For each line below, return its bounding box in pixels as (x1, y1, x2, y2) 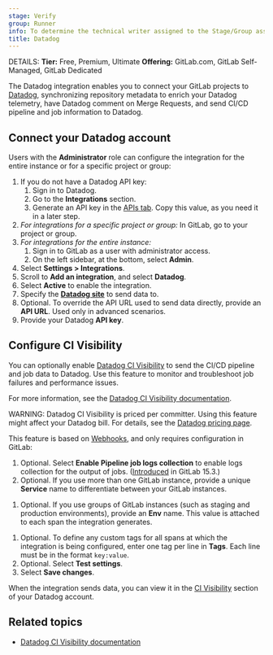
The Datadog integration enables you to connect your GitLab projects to (8, 81, 249, 91)
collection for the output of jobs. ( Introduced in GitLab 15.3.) (19, 466, 221, 476)
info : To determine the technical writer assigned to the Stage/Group (8, 27, 253, 35)
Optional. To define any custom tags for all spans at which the (19, 532, 227, 542)
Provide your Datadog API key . (19, 315, 124, 325)
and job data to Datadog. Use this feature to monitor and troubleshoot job (8, 369, 254, 378)
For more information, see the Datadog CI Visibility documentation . (8, 393, 232, 403)
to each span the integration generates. (19, 517, 153, 526)
